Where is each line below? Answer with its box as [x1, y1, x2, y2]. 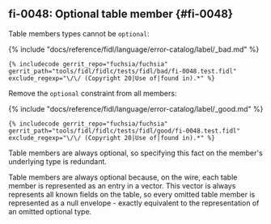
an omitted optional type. [8, 206, 92, 216]
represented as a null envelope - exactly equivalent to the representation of [8, 198, 260, 208]
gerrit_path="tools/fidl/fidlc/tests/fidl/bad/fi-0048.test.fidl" [8, 67, 237, 75]
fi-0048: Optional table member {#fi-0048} [8, 7, 233, 21]
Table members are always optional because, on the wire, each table [8, 172, 238, 182]
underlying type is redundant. [8, 156, 108, 166]
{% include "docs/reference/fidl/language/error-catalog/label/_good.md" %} [8, 104, 264, 113]
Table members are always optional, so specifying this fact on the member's [8, 148, 263, 158]
